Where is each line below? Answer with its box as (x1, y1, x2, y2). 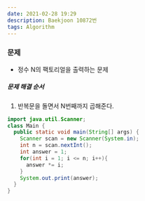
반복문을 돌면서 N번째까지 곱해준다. (17, 101, 114, 110)
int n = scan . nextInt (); (20, 142, 92, 149)
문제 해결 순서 (7, 82, 44, 91)
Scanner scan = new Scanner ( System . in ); (20, 135, 139, 143)
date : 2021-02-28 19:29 (7, 10, 77, 18)
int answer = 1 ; (20, 148, 68, 155)
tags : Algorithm (7, 23, 55, 30)
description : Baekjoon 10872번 (7, 17, 97, 24)
